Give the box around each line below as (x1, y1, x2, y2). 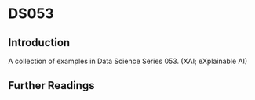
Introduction (8, 36, 71, 49)
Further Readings (8, 79, 95, 92)
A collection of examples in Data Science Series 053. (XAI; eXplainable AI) (8, 56, 248, 66)
